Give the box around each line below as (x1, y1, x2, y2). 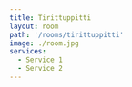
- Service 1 (17, 55, 64, 64)
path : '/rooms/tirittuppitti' (9, 30, 125, 39)
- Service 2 (17, 64, 64, 73)
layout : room (9, 22, 59, 31)
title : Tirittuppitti (9, 13, 92, 23)
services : (9, 47, 47, 56)
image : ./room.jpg (9, 38, 79, 48)
